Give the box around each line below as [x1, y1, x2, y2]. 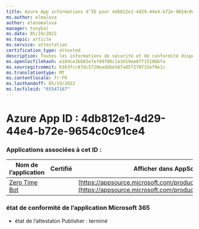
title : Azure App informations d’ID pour [6, 8, 110, 15]
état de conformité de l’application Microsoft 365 [6, 203, 150, 212]
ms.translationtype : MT [6, 70, 65, 76]
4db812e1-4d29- [81, 112, 166, 126]
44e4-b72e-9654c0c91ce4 [6, 124, 145, 138]
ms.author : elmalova [6, 14, 57, 20]
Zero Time [9, 178, 38, 187]
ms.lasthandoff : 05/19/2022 [6, 81, 76, 87]
